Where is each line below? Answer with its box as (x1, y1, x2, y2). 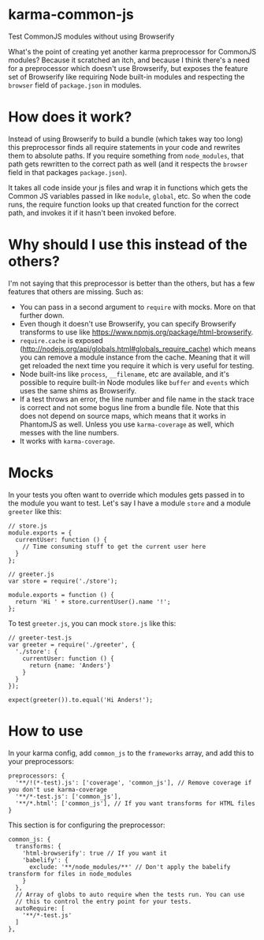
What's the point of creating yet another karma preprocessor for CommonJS (8, 47, 257, 56)
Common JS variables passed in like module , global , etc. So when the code (8, 191, 251, 200)
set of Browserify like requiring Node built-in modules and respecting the (8, 72, 245, 81)
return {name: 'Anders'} (28, 661, 111, 670)
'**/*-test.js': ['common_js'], (15, 793, 122, 800)
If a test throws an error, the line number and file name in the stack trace (19, 394, 255, 404)
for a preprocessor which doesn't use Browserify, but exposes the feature (8, 63, 248, 73)
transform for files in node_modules (8, 870, 132, 878)
